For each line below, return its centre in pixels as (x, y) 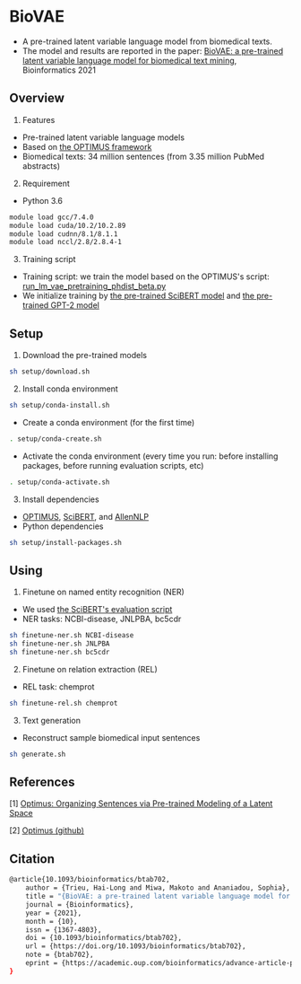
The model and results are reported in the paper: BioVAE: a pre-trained (153, 50)
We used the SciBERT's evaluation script (97, 610)
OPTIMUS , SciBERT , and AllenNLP (86, 516)
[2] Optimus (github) (47, 830)
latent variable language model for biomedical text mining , (129, 60)
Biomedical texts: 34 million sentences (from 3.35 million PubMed (143, 156)
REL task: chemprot (58, 686)
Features (39, 119)
